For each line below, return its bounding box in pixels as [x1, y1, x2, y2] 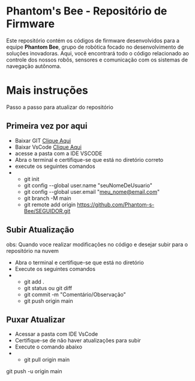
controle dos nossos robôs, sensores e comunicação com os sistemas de [6, 56, 188, 63]
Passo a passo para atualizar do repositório [6, 104, 114, 111]
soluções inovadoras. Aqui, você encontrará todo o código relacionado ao [6, 49, 189, 57]
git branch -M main [23, 194, 72, 202]
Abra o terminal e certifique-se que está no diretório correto [14, 156, 164, 163]
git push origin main [23, 297, 73, 305]
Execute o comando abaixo [14, 343, 83, 350]
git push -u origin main [6, 368, 62, 375]
